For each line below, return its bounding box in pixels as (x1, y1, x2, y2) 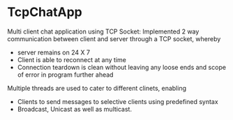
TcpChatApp (7, 4, 82, 20)
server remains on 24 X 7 (17, 48, 91, 57)
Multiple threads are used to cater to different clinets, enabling (7, 84, 187, 92)
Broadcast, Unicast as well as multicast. (17, 105, 133, 113)
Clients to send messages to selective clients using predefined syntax (17, 97, 218, 105)
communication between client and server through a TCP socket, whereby (7, 34, 221, 43)
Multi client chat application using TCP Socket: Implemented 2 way (7, 27, 200, 36)
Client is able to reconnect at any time (17, 55, 127, 63)
